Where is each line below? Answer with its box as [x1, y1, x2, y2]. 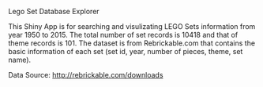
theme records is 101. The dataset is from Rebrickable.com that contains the [8, 38, 255, 48]
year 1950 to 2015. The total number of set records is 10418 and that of [8, 31, 239, 39]
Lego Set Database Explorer [8, 7, 100, 16]
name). [8, 55, 32, 64]
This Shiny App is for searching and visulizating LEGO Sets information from [8, 22, 256, 31]
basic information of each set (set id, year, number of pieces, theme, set [8, 47, 243, 56]
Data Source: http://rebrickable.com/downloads [8, 71, 163, 79]
